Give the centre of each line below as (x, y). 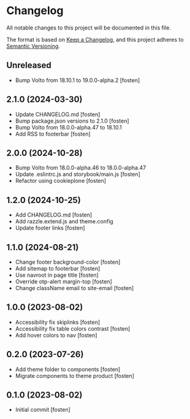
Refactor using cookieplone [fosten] (60, 181)
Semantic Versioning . (33, 46)
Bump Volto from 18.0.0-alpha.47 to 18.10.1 (68, 127)
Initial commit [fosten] (43, 410)
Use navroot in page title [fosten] (57, 275)
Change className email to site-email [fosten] (74, 288)
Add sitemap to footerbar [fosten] (58, 268)
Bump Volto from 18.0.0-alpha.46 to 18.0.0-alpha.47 (81, 168)
